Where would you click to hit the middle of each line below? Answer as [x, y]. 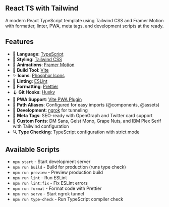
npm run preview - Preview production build [58, 172]
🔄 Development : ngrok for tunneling [50, 110]
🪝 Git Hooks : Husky [34, 92]
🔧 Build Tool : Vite [31, 70]
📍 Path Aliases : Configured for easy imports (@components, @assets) [86, 105]
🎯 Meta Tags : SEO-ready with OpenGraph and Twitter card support [82, 115]
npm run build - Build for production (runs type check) [69, 167]
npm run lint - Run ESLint [40, 178]
